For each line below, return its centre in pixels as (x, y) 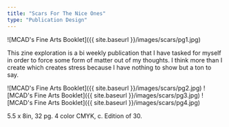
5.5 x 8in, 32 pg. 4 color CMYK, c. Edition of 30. (75, 116)
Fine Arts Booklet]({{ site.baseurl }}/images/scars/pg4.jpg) (117, 102)
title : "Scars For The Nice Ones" (57, 13)
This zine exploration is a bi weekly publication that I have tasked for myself (114, 53)
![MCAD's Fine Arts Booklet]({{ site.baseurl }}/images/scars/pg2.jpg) (105, 88)
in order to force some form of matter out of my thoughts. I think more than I (115, 60)
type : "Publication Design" (47, 20)
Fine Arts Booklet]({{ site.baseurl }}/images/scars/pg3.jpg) (117, 95)
